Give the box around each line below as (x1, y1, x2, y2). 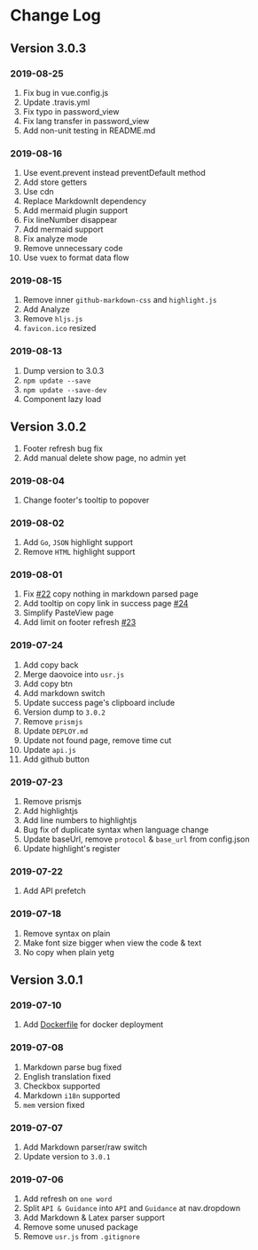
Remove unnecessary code (22, 243, 123, 254)
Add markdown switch (22, 687, 106, 698)
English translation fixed (22, 1071, 112, 1081)
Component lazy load (22, 393, 102, 404)
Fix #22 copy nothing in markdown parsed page (22, 589, 199, 599)
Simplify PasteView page (22, 607, 114, 618)
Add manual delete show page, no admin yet (22, 452, 186, 463)
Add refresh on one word (22, 1193, 113, 1204)
